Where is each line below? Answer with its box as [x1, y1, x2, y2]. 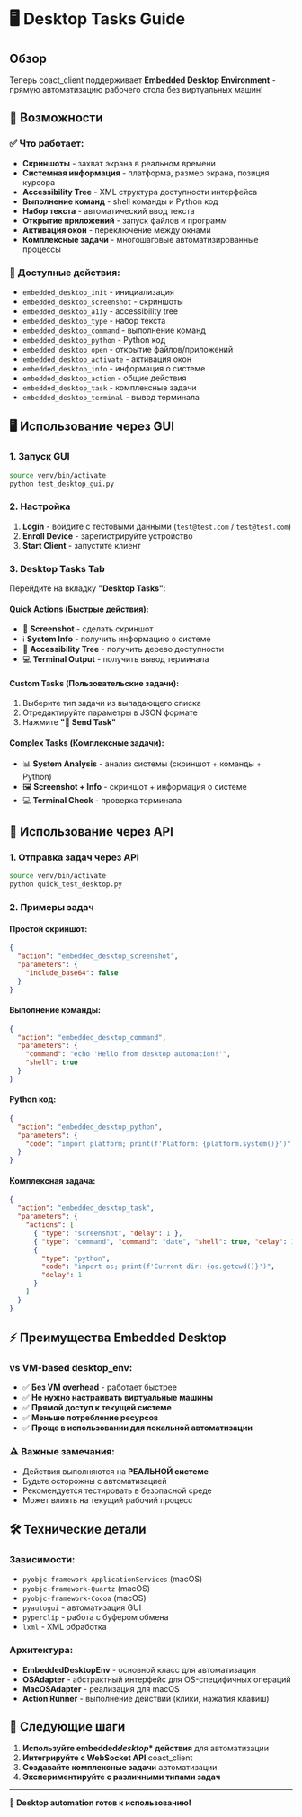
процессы [22, 244, 61, 255]
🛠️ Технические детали [9, 1522, 147, 1537]
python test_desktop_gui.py [9, 479, 115, 488]
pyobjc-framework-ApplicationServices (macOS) [22, 1573, 203, 1585]
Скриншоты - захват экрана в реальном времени [22, 157, 216, 168]
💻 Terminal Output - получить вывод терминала [22, 654, 209, 665]
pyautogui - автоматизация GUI [22, 1602, 142, 1613]
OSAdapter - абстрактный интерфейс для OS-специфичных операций [22, 1674, 291, 1685]
